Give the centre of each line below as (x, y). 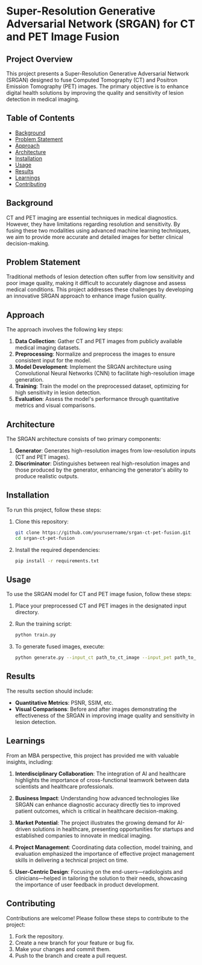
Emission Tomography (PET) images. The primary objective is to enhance (97, 86)
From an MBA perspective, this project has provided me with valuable (93, 755)
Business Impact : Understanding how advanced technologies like (97, 798)
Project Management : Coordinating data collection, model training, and (104, 847)
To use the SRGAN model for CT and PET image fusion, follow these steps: (99, 594)
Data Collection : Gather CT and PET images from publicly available (99, 341)
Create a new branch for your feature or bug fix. (74, 943)
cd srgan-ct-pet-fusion (45, 538)
